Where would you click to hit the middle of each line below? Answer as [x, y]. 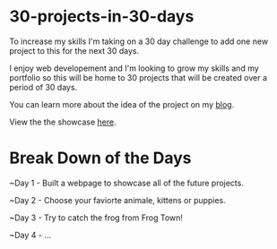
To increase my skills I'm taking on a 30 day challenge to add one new [139, 41]
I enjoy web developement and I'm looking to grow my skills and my [134, 68]
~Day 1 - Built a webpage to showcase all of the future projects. [126, 183]
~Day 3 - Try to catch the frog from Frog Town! [96, 218]
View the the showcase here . [63, 122]
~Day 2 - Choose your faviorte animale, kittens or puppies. [117, 200]
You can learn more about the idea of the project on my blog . [122, 104]
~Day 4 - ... [30, 235]
